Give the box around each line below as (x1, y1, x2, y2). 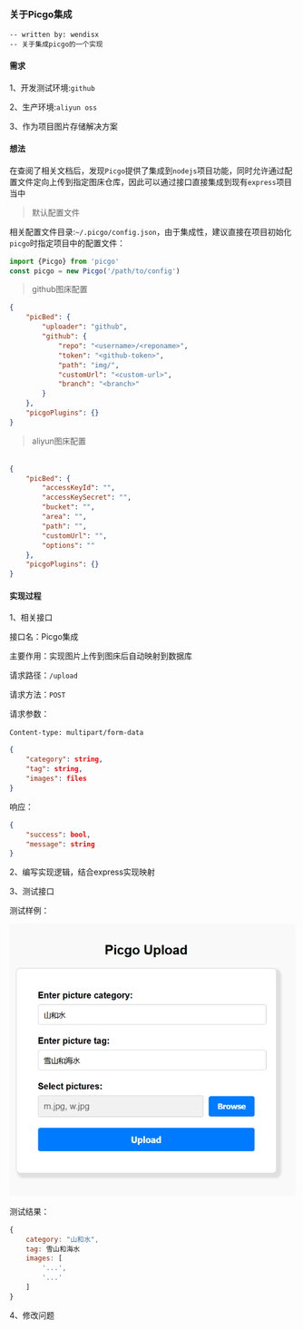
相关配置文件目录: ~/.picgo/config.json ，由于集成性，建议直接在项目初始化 (9, 226, 292, 237)
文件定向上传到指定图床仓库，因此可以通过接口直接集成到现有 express (16, 176, 277, 187)
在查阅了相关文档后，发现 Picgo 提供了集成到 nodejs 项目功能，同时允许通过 (9, 165, 285, 176)
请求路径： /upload (9, 669, 79, 681)
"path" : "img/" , (57, 360, 120, 369)
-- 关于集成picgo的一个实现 (9, 40, 103, 49)
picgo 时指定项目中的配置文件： (9, 238, 125, 249)
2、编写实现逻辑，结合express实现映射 (9, 866, 156, 877)
